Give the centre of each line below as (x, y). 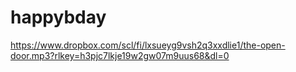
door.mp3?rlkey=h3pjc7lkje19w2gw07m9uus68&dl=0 (120, 55)
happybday (58, 17)
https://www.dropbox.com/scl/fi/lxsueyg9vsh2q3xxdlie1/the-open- (148, 45)
